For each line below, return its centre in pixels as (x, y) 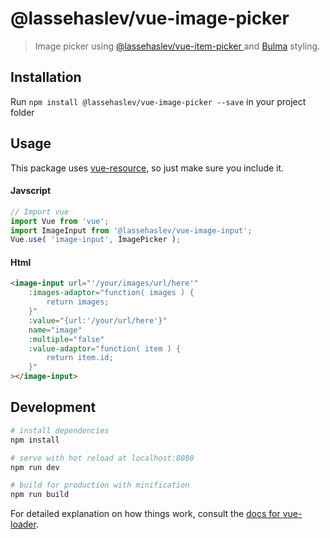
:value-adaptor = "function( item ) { (105, 348)
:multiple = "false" (66, 339)
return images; (78, 302)
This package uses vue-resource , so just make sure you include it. (147, 168)
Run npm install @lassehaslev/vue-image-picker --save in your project (158, 101)
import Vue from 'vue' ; (60, 221)
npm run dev (35, 467)
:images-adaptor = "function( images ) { (111, 293)
